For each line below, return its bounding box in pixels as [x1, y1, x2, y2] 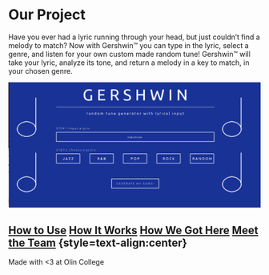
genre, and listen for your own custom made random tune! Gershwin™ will [8, 49, 251, 59]
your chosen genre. [8, 66, 74, 75]
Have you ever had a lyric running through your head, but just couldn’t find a [8, 32, 260, 42]
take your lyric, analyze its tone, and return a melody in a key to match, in [8, 58, 250, 67]
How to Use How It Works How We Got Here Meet [8, 223, 259, 237]
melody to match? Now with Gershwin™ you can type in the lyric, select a [8, 40, 250, 50]
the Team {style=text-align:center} [8, 236, 188, 249]
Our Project [8, 6, 86, 24]
